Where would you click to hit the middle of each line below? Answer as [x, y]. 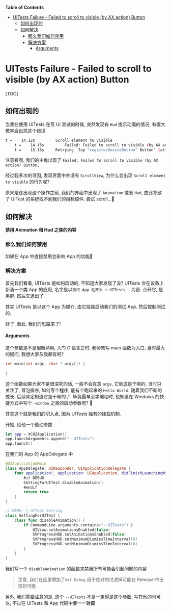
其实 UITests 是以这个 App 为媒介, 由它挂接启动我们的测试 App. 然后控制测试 [85, 307]
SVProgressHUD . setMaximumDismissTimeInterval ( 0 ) [85, 539]
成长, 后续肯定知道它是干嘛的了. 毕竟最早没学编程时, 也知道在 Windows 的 [82, 396]
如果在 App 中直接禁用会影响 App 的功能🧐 [49, 257]
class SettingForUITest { [33, 515]
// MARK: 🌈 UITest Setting [34, 511]
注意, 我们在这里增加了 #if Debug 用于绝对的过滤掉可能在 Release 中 [89, 579]
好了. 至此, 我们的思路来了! [33, 324]
